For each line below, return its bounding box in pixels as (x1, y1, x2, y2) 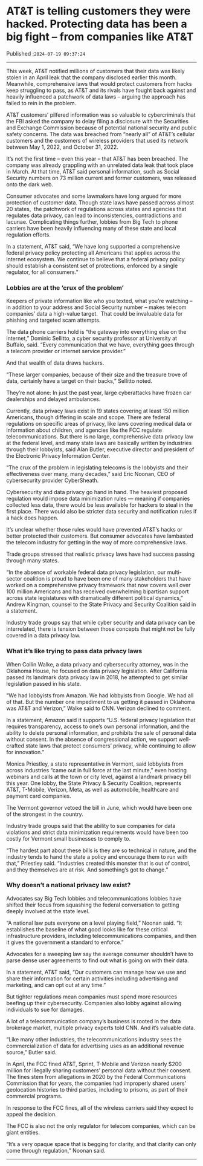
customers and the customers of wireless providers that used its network (6, 137, 188, 144)
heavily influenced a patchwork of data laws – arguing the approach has (6, 93, 186, 100)
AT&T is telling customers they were (6, 4, 191, 18)
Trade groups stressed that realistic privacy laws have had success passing (6, 550, 195, 558)
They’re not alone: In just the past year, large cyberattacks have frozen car (6, 389, 192, 397)
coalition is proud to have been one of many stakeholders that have (23, 575, 192, 582)
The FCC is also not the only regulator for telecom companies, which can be (6, 1122, 196, 1129)
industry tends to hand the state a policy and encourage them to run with (6, 853, 188, 860)
